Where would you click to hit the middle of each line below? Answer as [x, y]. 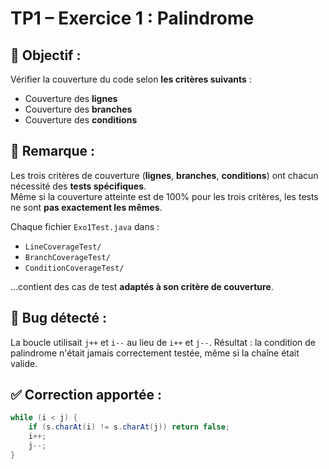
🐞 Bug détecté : [59, 318]
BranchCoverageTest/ [67, 257]
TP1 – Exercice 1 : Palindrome [132, 18]
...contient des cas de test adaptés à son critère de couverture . [142, 286]
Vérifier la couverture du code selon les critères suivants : [131, 79]
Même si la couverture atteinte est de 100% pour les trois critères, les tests [164, 196]
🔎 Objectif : [46, 55]
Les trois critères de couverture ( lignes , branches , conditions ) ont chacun [164, 175]
